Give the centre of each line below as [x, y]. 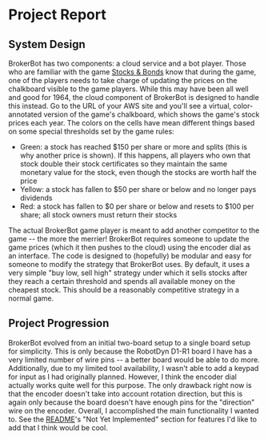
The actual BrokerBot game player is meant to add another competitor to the [134, 230]
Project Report [57, 15]
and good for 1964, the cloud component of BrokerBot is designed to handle [134, 97]
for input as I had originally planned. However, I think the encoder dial [123, 377]
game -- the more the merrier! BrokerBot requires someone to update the [129, 239]
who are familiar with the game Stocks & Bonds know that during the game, [132, 72]
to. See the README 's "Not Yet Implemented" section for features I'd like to [133, 419]
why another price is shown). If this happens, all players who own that [135, 155]
